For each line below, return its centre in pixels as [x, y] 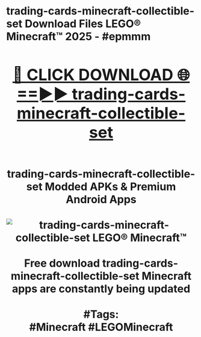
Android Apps [101, 199]
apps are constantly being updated [101, 289]
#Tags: [101, 314]
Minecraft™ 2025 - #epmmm [79, 37]
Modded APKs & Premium [110, 187]
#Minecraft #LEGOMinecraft [101, 327]
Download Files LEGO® [83, 24]
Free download [62, 263]
